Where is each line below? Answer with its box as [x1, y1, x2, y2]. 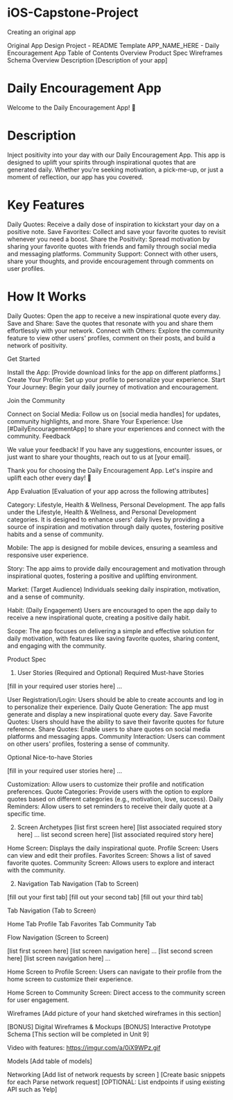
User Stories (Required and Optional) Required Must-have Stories [17, 668, 205, 676]
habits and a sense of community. [7, 530, 104, 538]
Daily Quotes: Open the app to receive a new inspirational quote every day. [7, 311, 221, 320]
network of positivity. [7, 341, 68, 349]
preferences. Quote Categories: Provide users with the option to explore [7, 787, 214, 796]
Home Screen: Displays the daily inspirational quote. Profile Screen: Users [7, 844, 218, 852]
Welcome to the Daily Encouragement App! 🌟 [7, 103, 137, 112]
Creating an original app [7, 28, 76, 36]
